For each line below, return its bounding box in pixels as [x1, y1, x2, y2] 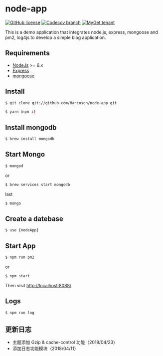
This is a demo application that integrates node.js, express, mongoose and [5, 29, 159, 35]
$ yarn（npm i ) [5, 109, 36, 115]
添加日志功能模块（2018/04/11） [12, 346, 79, 352]
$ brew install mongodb [5, 137, 55, 142]
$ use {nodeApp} [5, 228, 39, 233]
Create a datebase [5, 214, 63, 223]
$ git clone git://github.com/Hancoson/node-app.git [5, 100, 117, 105]
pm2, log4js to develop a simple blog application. [5, 34, 106, 40]
